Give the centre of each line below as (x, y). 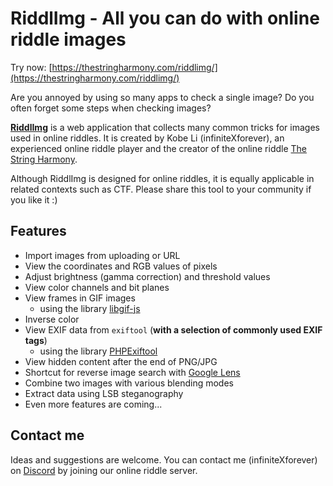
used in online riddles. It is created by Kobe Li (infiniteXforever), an (147, 138)
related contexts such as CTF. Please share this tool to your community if (161, 189)
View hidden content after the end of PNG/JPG (121, 361)
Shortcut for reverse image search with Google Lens (132, 372)
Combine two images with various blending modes (129, 383)
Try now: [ (31, 67)
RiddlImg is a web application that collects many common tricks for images (165, 127)
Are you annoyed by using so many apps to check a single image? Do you (162, 97)
